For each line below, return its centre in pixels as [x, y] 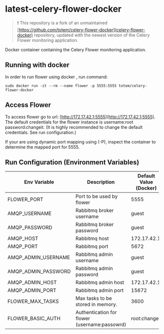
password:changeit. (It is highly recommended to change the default [74, 127]
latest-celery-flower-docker [63, 9]
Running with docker [37, 65]
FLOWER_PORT [25, 200]
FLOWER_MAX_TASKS [33, 301]
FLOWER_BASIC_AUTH [34, 318]
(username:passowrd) [101, 325]
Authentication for [96, 313]
